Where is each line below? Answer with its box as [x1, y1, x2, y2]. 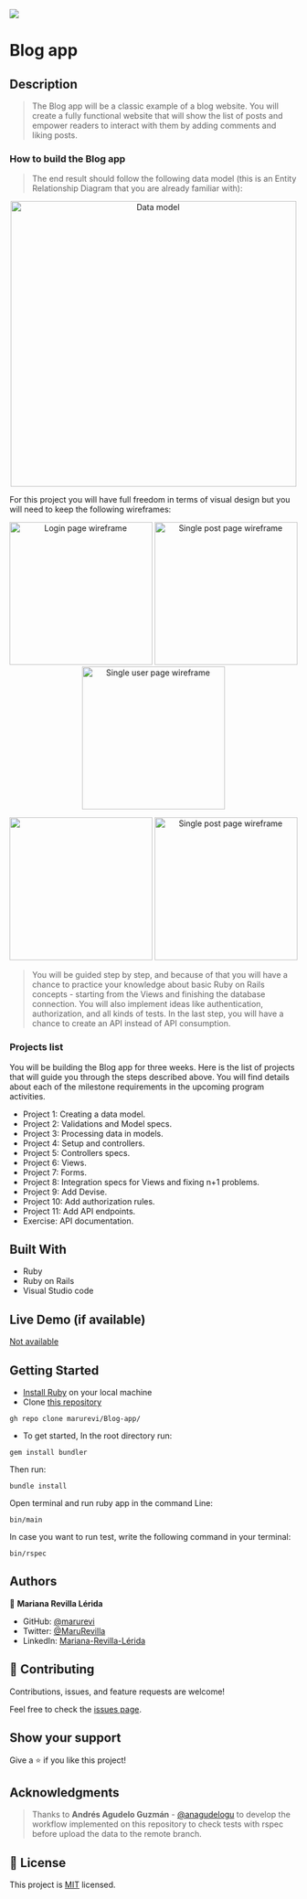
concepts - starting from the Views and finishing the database [31, 989, 266, 1000]
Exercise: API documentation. [22, 1215, 134, 1226]
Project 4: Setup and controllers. [22, 1138, 145, 1149]
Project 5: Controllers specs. [22, 1147, 131, 1158]
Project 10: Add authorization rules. [22, 1195, 155, 1206]
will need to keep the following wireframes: [9, 504, 172, 515]
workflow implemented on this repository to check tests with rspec [31, 1819, 284, 1830]
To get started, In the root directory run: [22, 1430, 173, 1441]
